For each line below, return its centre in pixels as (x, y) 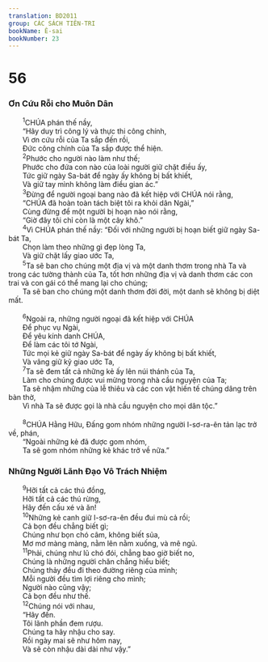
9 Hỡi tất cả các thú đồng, (65, 489)
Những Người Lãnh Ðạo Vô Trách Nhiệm (88, 471)
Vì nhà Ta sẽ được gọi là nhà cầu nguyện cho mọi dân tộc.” (120, 406)
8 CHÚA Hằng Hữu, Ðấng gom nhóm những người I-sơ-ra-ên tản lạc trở (140, 424)
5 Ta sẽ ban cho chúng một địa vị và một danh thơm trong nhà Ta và (135, 265)
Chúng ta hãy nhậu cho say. (69, 631)
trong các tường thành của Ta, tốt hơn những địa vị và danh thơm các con (130, 274)
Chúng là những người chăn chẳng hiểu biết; (96, 562)
